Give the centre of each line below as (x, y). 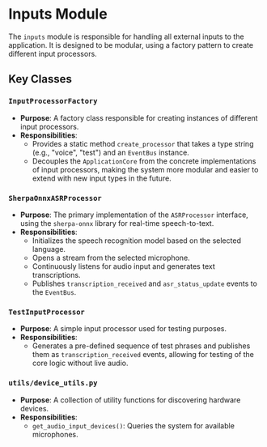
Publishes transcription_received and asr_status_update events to (144, 283)
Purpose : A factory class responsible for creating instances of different (139, 117)
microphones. (55, 434)
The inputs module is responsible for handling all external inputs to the (126, 36)
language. (49, 249)
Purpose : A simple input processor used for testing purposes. (123, 329)
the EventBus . (54, 292)
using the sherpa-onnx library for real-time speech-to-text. (117, 223)
